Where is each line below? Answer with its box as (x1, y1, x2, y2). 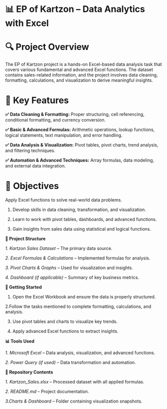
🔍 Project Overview (5, 41, 89, 52)
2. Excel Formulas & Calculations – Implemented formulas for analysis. (5, 255, 150, 261)
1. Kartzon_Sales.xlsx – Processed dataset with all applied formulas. (5, 379, 144, 384)
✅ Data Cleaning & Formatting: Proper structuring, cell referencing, (5, 111, 145, 117)
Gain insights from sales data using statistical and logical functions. (12, 226, 151, 232)
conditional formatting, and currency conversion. (5, 117, 106, 123)
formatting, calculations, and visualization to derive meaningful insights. (5, 77, 153, 83)
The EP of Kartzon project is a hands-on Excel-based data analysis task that (5, 61, 162, 67)
